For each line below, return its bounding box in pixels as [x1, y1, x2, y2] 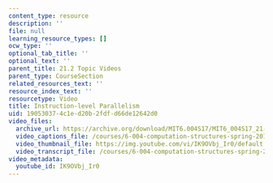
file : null [8, 27, 45, 35]
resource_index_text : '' [8, 87, 93, 96]
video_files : [8, 117, 53, 126]
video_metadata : [8, 155, 63, 163]
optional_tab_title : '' [8, 49, 89, 57]
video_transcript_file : [15, 147, 96, 155]
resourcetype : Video [8, 95, 79, 103]
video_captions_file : [15, 132, 89, 140]
